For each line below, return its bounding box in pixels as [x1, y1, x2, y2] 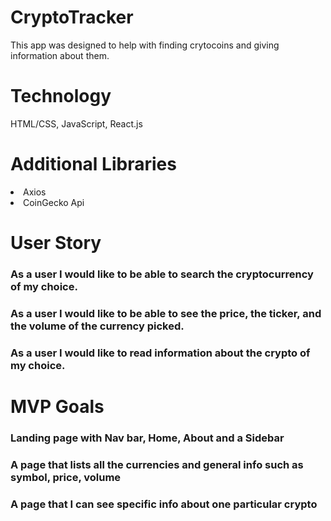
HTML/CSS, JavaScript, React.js [10, 117, 143, 130]
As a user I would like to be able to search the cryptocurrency [10, 267, 314, 281]
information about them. [10, 49, 110, 61]
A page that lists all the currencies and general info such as [10, 457, 304, 471]
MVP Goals [10, 395, 105, 418]
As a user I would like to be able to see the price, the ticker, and [10, 306, 322, 320]
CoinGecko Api [23, 196, 85, 208]
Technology [10, 85, 112, 108]
